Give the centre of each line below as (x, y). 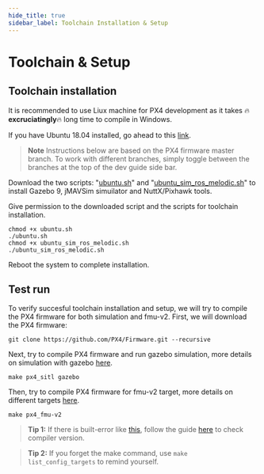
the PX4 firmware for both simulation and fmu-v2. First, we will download (128, 317)
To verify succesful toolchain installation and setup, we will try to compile (128, 309)
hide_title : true (37, 15)
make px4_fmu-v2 (35, 415)
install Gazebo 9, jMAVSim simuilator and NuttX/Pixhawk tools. (110, 191)
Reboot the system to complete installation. (79, 264)
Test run (29, 289)
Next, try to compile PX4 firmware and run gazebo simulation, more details (130, 355)
